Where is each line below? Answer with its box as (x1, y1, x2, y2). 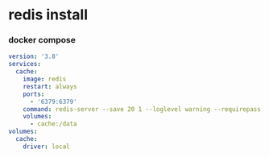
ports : (23, 90, 45, 98)
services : (8, 60, 42, 68)
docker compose (8, 35, 77, 46)
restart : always (23, 82, 78, 90)
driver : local (23, 143, 70, 151)
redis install (8, 6, 89, 24)
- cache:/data (29, 120, 78, 128)
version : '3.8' (8, 52, 60, 61)
